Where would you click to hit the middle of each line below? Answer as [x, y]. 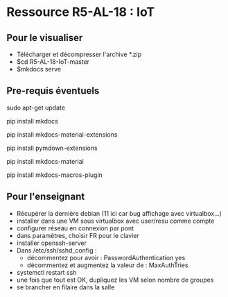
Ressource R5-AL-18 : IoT [81, 12]
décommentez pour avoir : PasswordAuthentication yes [106, 257]
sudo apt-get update [36, 108]
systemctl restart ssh [46, 272]
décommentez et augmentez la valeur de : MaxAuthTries [107, 265]
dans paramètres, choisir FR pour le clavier [78, 235]
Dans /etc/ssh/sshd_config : [56, 250]
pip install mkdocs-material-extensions [62, 134]
